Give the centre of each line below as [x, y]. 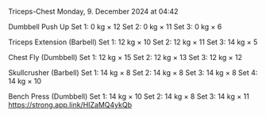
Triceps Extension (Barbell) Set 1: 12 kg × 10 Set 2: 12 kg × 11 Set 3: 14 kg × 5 [133, 42]
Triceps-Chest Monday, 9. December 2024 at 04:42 [93, 11]
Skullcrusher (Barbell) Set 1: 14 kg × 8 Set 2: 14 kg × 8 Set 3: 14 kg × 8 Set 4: [133, 73]
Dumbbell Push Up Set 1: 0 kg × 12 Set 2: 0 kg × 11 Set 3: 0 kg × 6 [115, 26]
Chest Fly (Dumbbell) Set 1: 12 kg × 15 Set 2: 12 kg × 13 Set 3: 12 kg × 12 [125, 57]
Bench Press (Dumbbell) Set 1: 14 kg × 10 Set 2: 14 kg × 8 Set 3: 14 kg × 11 [129, 96]
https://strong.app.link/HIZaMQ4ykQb [70, 105]
